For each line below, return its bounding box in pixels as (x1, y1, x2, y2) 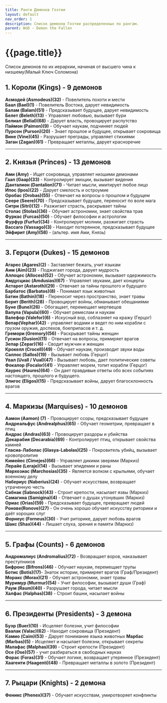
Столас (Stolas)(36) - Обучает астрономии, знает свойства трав (5, 208, 143, 214)
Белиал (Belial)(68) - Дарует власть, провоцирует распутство (5, 117, 138, 123)
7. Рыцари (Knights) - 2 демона (5, 679, 106, 687)
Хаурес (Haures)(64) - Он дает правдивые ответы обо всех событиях (5, 367, 154, 373)
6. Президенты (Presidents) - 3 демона (5, 609, 132, 618)
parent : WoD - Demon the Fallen (5, 26, 72, 31)
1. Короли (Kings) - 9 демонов (5, 83, 102, 92)
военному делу (5, 474, 38, 480)
